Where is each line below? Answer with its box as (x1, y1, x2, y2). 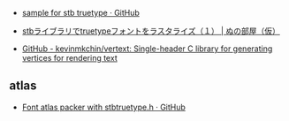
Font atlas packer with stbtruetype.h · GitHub (21, 102, 186, 112)
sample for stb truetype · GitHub (21, 8, 140, 18)
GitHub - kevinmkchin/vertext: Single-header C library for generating (21, 43, 273, 54)
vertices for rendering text (21, 53, 118, 63)
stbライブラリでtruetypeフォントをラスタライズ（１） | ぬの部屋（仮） (21, 26, 280, 36)
